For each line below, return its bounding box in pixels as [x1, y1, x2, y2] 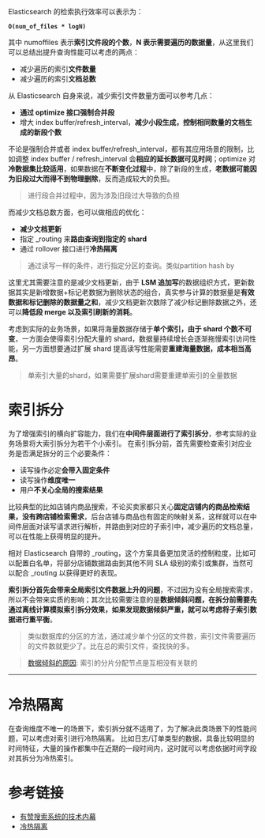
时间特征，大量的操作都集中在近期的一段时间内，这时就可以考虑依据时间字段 [8, 743, 257, 753]
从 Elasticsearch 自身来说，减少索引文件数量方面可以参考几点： [8, 91, 215, 100]
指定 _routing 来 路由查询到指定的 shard [19, 234, 147, 243]
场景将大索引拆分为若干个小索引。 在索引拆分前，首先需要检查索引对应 [14, 438, 245, 448]
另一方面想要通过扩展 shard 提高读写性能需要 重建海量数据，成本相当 [21, 344, 245, 353]
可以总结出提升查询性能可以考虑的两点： [8, 47, 140, 57]
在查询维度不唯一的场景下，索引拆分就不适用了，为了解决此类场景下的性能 [8, 723, 250, 733]
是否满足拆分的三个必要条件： [14, 448, 112, 458]
